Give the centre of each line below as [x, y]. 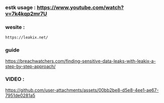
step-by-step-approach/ [30, 66]
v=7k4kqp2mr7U [26, 13]
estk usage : [21, 7]
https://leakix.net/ [27, 37]
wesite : [15, 27]
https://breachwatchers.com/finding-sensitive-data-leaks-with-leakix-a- [80, 61]
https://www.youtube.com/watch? [80, 7]
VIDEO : [15, 79]
